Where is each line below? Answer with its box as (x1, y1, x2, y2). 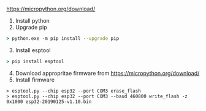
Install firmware (15, 76, 55, 83)
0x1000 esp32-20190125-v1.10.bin (6, 98, 92, 105)
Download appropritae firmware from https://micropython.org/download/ (15, 69, 200, 77)
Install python (15, 17, 50, 24)
